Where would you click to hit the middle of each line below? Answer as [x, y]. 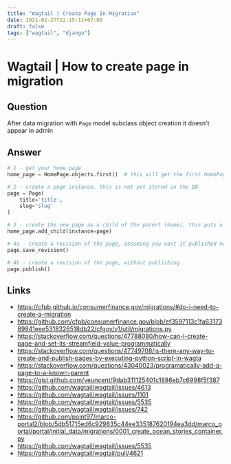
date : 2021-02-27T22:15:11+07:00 [55, 20]
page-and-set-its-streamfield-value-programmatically [93, 344]
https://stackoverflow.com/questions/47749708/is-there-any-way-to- [116, 351]
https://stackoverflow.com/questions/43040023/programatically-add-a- [119, 366]
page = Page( [26, 193]
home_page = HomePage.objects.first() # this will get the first [104, 174]
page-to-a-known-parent [53, 373]
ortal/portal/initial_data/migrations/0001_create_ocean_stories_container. [120, 432]
